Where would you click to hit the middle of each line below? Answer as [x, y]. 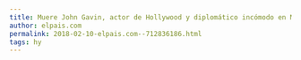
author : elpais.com [46, 26]
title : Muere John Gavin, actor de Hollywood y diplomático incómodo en [148, 17]
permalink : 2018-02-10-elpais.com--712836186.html [106, 34]
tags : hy [26, 42]
